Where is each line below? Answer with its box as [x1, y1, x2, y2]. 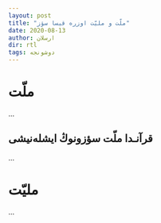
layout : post [8, 11, 52, 20]
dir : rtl [8, 41, 37, 49]
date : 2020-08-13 [8, 26, 66, 34]
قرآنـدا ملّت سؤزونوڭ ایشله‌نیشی [8, 132, 153, 145]
